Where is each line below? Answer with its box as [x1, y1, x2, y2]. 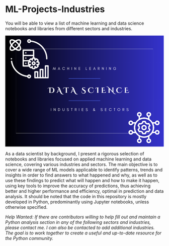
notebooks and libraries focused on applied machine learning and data [5, 156, 152, 162]
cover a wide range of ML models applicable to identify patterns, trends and [5, 167, 163, 173]
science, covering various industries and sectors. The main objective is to [5, 161, 158, 167]
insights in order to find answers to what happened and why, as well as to [5, 172, 157, 178]
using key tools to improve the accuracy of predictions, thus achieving [5, 183, 151, 189]
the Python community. [5, 235, 54, 241]
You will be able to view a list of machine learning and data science [5, 20, 144, 26]
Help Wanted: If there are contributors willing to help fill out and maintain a [5, 214, 160, 220]
